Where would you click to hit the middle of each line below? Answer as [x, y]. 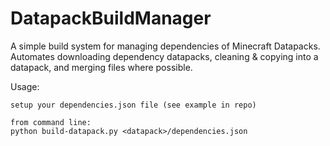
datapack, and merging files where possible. [101, 67]
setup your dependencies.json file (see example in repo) [133, 105]
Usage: [25, 86]
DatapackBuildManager [111, 18]
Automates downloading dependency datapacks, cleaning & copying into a [164, 56]
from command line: [51, 122]
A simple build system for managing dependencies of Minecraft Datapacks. [165, 46]
